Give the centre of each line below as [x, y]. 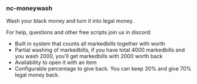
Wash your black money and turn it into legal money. [70, 21]
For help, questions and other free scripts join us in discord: [79, 32]
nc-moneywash [29, 8]
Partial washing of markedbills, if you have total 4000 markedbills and [100, 50]
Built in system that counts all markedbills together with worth [90, 44]
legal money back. [37, 75]
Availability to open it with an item [56, 62]
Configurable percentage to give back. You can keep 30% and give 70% [103, 69]
